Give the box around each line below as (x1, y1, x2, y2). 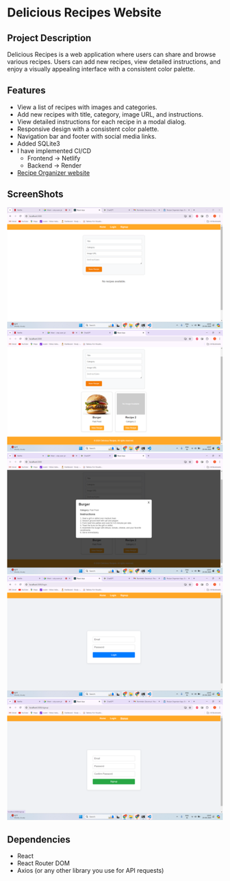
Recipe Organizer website (16, 168, 90, 176)
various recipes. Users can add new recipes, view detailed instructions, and (7, 58, 221, 66)
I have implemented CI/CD (16, 146, 92, 155)
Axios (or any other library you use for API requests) (16, 866, 164, 874)
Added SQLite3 (16, 139, 60, 148)
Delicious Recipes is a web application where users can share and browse (7, 50, 216, 58)
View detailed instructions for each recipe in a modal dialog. (16, 117, 187, 126)
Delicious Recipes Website (7, 5, 162, 21)
